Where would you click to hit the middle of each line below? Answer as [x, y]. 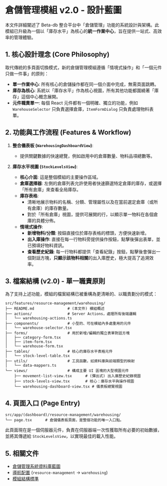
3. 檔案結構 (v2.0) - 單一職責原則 [55, 281]
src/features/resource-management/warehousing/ [55, 304]
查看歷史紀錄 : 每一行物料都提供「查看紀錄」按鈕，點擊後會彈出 [92, 251]
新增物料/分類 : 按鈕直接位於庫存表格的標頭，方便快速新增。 [88, 233]
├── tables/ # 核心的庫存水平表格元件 [59, 352]
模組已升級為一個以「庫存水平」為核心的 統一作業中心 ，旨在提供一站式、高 [81, 31]
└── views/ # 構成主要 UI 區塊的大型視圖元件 [67, 371]
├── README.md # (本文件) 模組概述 [55, 309]
